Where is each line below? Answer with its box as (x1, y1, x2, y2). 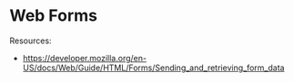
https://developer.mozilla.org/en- (22, 52, 147, 63)
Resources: (9, 35, 52, 46)
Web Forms (9, 5, 98, 26)
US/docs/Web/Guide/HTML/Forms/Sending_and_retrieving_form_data (22, 62, 285, 73)
